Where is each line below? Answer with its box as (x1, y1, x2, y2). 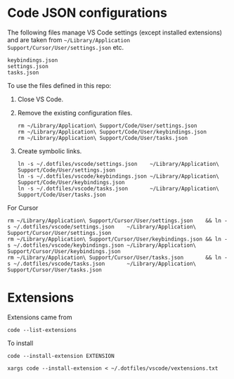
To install (7, 339, 34, 347)
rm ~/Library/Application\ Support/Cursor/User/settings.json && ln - (7, 217, 228, 224)
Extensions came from (7, 313, 72, 321)
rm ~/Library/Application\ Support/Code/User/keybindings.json (17, 128, 207, 135)
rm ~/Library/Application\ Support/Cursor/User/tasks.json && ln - (7, 254, 228, 261)
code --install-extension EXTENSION (7, 352, 115, 359)
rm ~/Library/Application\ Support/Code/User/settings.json (17, 122, 197, 129)
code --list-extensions (7, 326, 77, 333)
